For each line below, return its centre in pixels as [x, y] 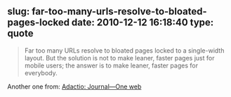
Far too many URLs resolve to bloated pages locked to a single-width [124, 50]
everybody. [41, 72]
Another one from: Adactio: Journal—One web [74, 86]
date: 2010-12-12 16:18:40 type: [143, 23]
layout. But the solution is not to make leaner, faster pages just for [119, 58]
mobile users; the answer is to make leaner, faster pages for [111, 65]
